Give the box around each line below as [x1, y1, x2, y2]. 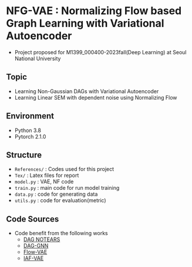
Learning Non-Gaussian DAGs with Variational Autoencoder [14, 87, 159, 95]
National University [14, 55, 61, 62]
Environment [6, 111, 55, 121]
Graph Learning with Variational [6, 17, 164, 30]
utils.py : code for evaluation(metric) [14, 197, 106, 204]
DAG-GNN [23, 242, 49, 249]
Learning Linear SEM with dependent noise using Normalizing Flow [14, 94, 177, 101]
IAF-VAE [23, 255, 44, 262]
